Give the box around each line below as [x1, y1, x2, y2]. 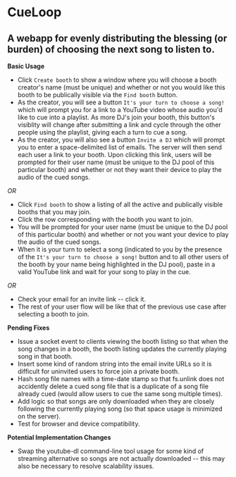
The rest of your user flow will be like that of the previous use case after [17, 302, 227, 311]
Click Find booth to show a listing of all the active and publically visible [17, 200, 223, 209]
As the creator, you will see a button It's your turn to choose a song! [17, 98, 225, 106]
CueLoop [7, 4, 62, 20]
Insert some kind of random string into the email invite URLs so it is [17, 360, 212, 368]
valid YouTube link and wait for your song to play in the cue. [17, 268, 192, 275]
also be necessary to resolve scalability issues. [17, 462, 154, 470]
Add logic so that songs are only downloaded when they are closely [17, 397, 215, 405]
